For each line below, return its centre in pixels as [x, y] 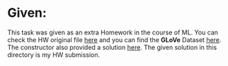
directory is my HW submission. [54, 55]
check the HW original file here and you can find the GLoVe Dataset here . [114, 39]
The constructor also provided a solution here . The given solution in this [112, 47]
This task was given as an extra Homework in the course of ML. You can [113, 32]
